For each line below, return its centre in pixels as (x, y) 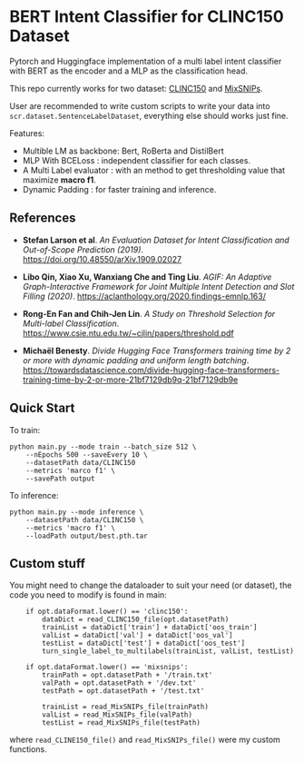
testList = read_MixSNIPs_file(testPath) (122, 723)
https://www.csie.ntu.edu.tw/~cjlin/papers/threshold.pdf (128, 332)
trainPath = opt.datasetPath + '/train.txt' (127, 675)
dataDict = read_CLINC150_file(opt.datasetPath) (136, 619)
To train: (25, 430)
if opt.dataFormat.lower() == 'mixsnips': (107, 668)
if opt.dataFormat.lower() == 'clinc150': (107, 612)
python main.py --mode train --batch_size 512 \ (103, 447)
